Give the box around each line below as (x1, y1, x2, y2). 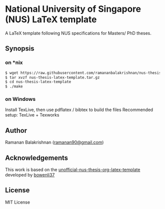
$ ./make (5, 84, 23, 89)
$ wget (5, 70, 19, 75)
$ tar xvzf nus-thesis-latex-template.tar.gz (5, 75, 100, 80)
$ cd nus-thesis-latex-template (5, 80, 71, 85)
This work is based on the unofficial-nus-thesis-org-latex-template (5, 167, 140, 173)
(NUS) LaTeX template (5, 14, 97, 25)
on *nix (5, 59, 23, 66)
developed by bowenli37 (5, 172, 55, 178)
